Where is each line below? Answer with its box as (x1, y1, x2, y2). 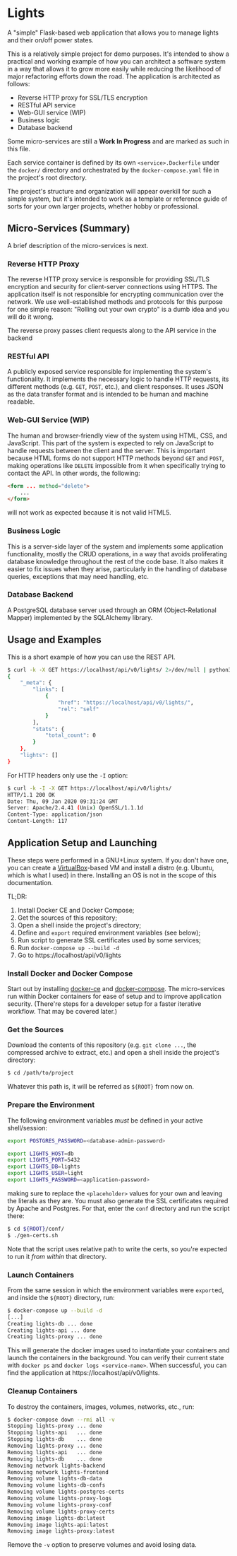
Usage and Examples (7, 634, 102, 646)
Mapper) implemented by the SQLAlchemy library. (7, 613, 153, 621)
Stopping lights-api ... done (7, 1429, 102, 1437)
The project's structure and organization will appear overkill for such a (7, 187, 212, 195)
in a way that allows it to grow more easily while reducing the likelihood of (7, 64, 222, 73)
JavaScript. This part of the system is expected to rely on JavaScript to (7, 438, 214, 447)
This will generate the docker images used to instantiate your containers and (7, 1346, 230, 1355)
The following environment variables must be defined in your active (7, 1116, 203, 1125)
